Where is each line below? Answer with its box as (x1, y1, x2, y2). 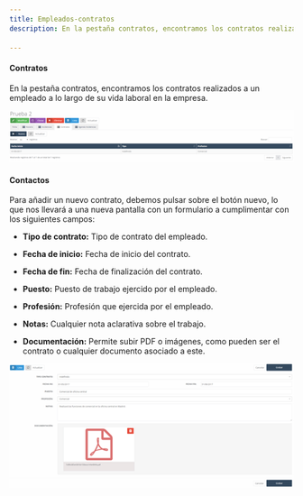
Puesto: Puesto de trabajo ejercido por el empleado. (22, 284, 218, 295)
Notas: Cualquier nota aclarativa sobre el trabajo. (22, 318, 207, 329)
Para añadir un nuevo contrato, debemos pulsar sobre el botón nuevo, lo (9, 195, 279, 206)
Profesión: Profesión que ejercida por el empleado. (22, 301, 214, 312)
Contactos (9, 174, 50, 185)
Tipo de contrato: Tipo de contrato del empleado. (22, 231, 208, 243)
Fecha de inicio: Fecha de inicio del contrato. (22, 249, 191, 260)
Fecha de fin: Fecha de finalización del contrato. (22, 266, 203, 277)
